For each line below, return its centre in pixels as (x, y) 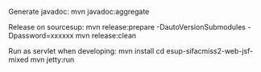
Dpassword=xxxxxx (41, 36)
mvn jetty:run (52, 60)
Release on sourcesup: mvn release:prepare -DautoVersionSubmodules (127, 27)
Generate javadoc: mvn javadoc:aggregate (79, 12)
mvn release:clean (106, 36)
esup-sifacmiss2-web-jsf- (210, 51)
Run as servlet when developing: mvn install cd (87, 51)
